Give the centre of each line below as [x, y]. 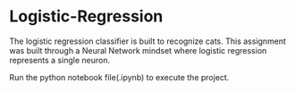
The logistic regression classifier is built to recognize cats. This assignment [147, 41]
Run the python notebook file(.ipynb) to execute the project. [119, 77]
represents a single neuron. [59, 60]
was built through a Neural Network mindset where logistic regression [138, 50]
